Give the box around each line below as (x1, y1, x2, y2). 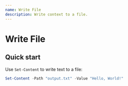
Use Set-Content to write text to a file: (5, 66, 83, 72)
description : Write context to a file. (5, 12, 88, 17)
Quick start (5, 53, 41, 62)
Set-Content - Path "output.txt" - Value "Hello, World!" (5, 76, 124, 81)
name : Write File (5, 7, 41, 12)
